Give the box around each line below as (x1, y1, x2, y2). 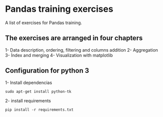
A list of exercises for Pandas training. (5, 20, 82, 26)
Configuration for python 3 (5, 66, 90, 75)
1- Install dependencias (5, 80, 53, 86)
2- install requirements (5, 97, 51, 104)
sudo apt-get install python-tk (5, 89, 71, 94)
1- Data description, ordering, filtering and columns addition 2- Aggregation (5, 47, 159, 53)
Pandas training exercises (5, 3, 113, 15)
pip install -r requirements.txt (5, 107, 74, 112)
